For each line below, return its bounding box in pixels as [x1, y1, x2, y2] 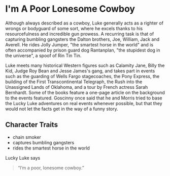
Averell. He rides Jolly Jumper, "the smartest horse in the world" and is [5, 41, 154, 47]
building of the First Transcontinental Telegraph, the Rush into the [5, 79, 143, 85]
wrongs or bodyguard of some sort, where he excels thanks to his [5, 25, 143, 31]
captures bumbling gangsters [12, 139, 75, 145]
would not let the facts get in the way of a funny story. [5, 106, 118, 112]
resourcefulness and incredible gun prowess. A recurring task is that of [5, 31, 154, 37]
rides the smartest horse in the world [12, 145, 90, 151]
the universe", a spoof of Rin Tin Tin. [5, 52, 82, 59]
